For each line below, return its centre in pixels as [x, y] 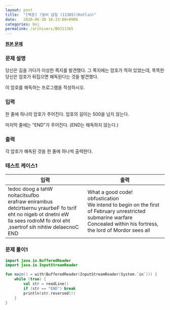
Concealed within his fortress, [123, 224]
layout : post [19, 10]
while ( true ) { [30, 279]
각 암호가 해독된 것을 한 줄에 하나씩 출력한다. [49, 151]
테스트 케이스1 [22, 166]
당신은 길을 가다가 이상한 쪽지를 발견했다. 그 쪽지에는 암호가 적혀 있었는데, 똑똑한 [85, 70]
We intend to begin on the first [123, 205]
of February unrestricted [117, 211]
